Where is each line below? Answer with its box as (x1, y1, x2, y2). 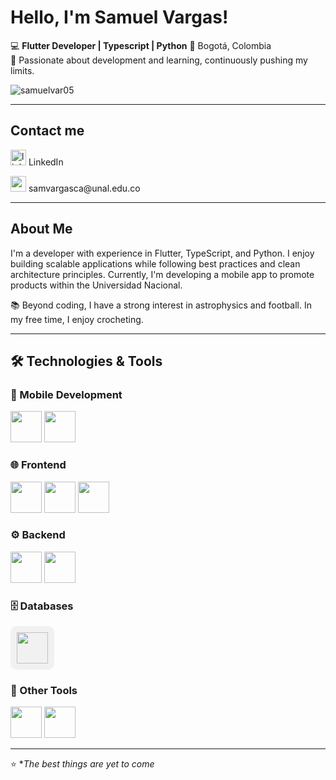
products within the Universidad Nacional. (10, 279, 183, 291)
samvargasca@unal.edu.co (28, 182, 141, 194)
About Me (10, 221, 73, 238)
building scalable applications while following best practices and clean (10, 257, 301, 270)
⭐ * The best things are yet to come (10, 758, 155, 770)
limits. (10, 64, 35, 76)
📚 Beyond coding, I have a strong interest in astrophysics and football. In (10, 299, 312, 311)
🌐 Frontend (10, 458, 67, 472)
